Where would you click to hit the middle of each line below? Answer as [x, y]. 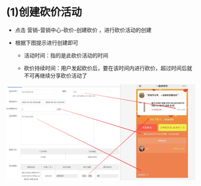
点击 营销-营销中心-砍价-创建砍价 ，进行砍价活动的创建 [83, 30]
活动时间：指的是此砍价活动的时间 [66, 55]
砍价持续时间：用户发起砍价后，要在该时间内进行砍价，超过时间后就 [108, 68]
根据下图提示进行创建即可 [46, 42]
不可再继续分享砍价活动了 [55, 75]
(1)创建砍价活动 [44, 12]
